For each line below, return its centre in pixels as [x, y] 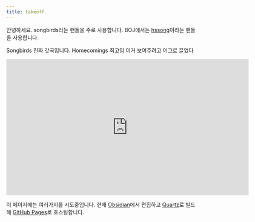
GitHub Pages [30, 212]
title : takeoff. [27, 12]
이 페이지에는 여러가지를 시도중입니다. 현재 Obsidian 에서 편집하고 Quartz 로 [95, 204]
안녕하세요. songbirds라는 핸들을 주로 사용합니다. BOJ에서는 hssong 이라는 [95, 30]
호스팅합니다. [69, 212]
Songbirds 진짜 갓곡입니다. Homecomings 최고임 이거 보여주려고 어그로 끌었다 [100, 50]
